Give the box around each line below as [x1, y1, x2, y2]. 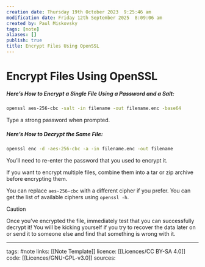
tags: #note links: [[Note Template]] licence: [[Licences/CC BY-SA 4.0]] [6, 247, 186, 255]
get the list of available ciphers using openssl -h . [6, 193, 129, 200]
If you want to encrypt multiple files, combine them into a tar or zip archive [6, 169, 194, 176]
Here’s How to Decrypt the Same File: [6, 130, 103, 137]
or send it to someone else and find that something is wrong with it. [6, 230, 176, 237]
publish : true [6, 37, 43, 43]
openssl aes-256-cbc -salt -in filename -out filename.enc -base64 [6, 105, 182, 112]
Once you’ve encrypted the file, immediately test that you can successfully [6, 217, 195, 224]
